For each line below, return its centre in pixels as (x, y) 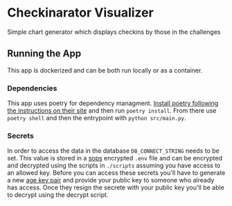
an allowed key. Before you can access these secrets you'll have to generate (116, 173)
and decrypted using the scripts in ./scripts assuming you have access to (114, 166)
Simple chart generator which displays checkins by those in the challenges (114, 32)
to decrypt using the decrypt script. (58, 195)
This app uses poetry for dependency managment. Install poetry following (113, 103)
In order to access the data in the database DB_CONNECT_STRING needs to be (113, 151)
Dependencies (32, 88)
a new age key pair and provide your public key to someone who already (111, 180)
